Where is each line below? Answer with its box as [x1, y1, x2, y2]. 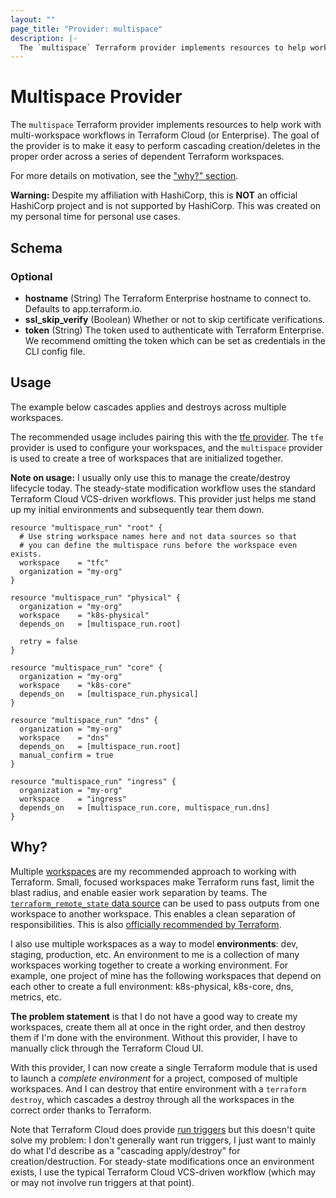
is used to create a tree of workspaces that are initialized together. [10, 452, 284, 464]
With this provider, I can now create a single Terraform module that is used [10, 1061, 318, 1073]
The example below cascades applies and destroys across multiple [10, 401, 287, 413]
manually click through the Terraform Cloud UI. [10, 1042, 204, 1054]
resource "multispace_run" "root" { [10, 522, 163, 533]
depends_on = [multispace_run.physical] [19, 689, 199, 699]
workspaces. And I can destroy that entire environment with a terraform [10, 1082, 307, 1095]
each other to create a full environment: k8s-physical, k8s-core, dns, [10, 980, 294, 992]
